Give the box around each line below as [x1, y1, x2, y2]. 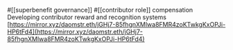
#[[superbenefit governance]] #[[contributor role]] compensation [7, 6, 193, 14]
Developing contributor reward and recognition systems [7, 13, 167, 21]
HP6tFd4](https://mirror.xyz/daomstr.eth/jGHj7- [7, 27, 144, 36]
